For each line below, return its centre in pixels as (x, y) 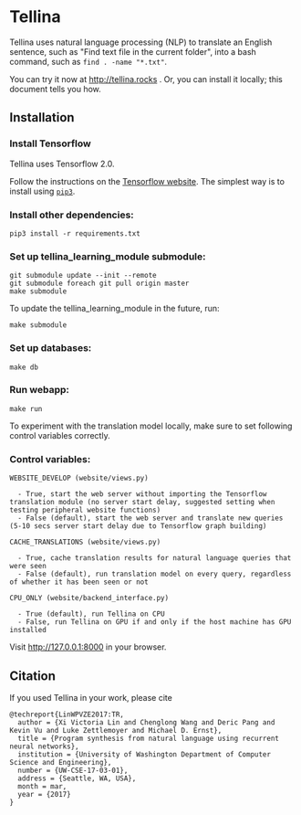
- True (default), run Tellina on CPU (92, 614)
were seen (28, 566)
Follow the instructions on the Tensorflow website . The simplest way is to (147, 181)
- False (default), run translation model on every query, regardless (155, 574)
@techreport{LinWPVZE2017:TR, (67, 714)
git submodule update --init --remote (83, 276)
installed (28, 630)
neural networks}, (44, 746)
